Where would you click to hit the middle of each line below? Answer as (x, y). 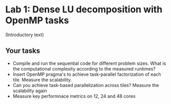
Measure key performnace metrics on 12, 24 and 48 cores (74, 96)
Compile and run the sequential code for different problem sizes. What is (89, 63)
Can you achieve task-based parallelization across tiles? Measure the (86, 85)
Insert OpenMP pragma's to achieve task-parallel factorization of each (87, 74)
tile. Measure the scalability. (42, 80)
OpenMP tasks (37, 20)
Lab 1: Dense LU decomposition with (84, 10)
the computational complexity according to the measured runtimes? (84, 68)
